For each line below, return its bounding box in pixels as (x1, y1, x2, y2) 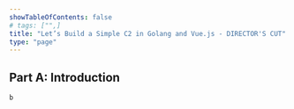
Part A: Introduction (9, 69, 121, 84)
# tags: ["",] (9, 21, 62, 30)
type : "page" (9, 37, 57, 47)
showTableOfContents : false (9, 12, 113, 22)
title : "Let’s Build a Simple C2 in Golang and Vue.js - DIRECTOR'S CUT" (9, 29, 287, 38)
